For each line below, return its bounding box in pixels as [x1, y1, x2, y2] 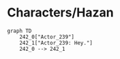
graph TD [7, 27, 32, 34]
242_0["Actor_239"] [19, 33, 75, 40]
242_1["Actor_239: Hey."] [19, 39, 93, 46]
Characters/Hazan [7, 5, 114, 21]
